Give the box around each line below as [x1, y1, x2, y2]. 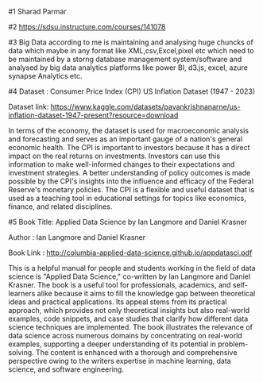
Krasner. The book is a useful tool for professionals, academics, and [8, 280, 231, 289]
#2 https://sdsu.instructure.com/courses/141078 [8, 22, 166, 31]
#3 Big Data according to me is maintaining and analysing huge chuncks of [8, 37, 254, 47]
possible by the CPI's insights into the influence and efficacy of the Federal [8, 176, 254, 186]
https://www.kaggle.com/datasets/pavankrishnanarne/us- [50, 102, 241, 111]
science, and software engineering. [8, 365, 125, 374]
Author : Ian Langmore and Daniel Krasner [8, 233, 146, 241]
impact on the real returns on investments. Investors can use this [8, 151, 221, 160]
